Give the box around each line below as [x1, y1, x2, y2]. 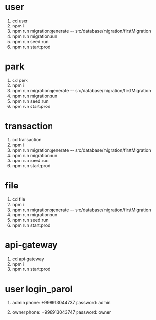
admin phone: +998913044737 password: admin [12, 299, 111, 305]
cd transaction [12, 136, 42, 142]
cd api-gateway [12, 256, 44, 262]
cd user [12, 18, 28, 24]
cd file [12, 196, 26, 202]
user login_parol [5, 283, 73, 294]
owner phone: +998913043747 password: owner [12, 309, 111, 315]
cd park [12, 77, 28, 83]
